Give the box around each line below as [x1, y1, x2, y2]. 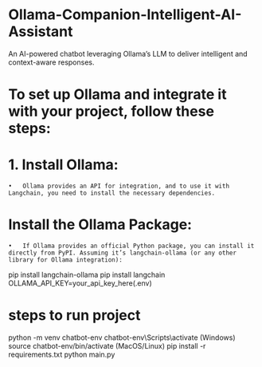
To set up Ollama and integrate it [8, 85, 227, 104]
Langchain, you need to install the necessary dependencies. [8, 189, 216, 197]
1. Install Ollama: [8, 156, 119, 174]
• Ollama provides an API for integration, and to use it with [8, 182, 229, 191]
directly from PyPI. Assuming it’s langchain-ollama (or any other [8, 249, 237, 257]
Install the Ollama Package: [8, 215, 193, 234]
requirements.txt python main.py [8, 349, 115, 359]
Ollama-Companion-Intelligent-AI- [8, 6, 242, 24]
